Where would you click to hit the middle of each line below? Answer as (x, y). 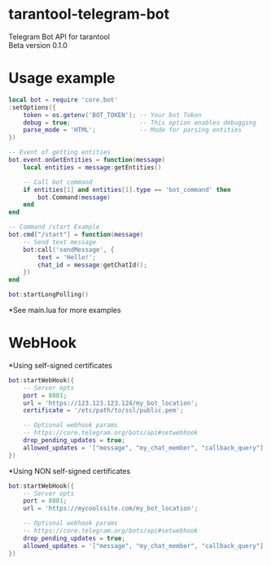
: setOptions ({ (33, 107)
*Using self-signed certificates (60, 365)
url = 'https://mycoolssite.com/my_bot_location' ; (111, 509)
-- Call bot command (58, 182)
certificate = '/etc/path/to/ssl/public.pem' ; (103, 411)
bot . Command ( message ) (74, 197)
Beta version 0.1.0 (38, 45)
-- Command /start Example (54, 227)
